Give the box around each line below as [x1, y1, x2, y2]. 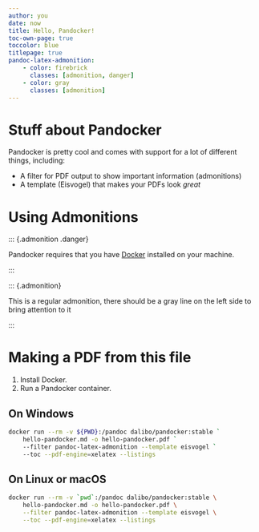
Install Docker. [19, 375, 67, 385]
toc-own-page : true [8, 34, 74, 42]
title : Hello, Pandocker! [8, 26, 95, 34]
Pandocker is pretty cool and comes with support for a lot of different [8, 147, 237, 157]
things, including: [8, 155, 66, 165]
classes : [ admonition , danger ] [29, 71, 135, 79]
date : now [8, 19, 42, 27]
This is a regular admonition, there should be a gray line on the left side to [8, 296, 252, 306]
